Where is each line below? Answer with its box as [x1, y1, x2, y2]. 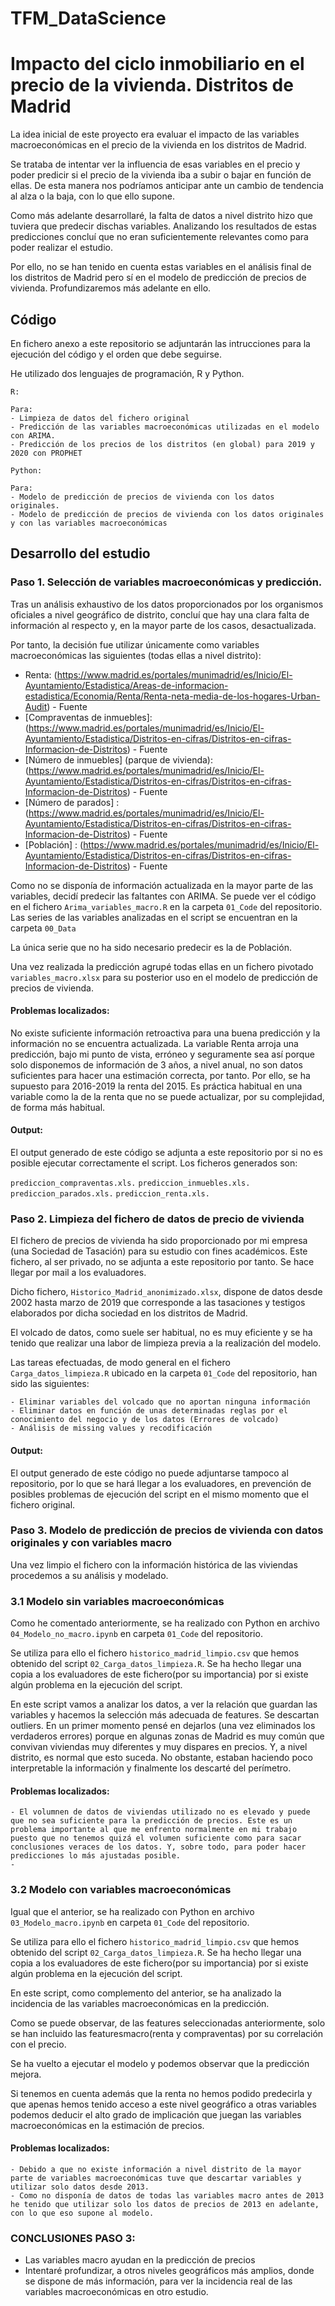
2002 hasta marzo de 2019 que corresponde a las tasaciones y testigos [10, 1297, 306, 1309]
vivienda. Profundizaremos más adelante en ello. [10, 282, 212, 294]
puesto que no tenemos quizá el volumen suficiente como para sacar [10, 1833, 302, 1844]
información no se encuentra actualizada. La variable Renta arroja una [10, 1037, 299, 1049]
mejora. [10, 2068, 42, 2080]
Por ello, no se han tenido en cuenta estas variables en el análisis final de [10, 261, 312, 273]
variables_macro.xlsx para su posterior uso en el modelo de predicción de [10, 971, 318, 983]
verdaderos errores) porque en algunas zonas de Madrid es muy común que [10, 1730, 325, 1742]
